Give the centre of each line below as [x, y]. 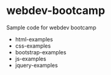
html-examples [34, 39]
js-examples [31, 59]
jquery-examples [36, 65]
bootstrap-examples [41, 52]
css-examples [33, 46]
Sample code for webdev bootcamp [51, 27]
